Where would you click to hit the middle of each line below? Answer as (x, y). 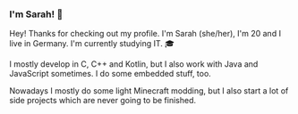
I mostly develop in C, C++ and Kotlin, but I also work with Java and (134, 64)
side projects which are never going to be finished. (103, 101)
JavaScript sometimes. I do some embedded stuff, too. (111, 74)
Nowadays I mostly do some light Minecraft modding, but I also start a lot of (149, 91)
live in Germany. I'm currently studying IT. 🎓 (92, 44)
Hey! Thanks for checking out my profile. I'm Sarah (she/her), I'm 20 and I (145, 34)
